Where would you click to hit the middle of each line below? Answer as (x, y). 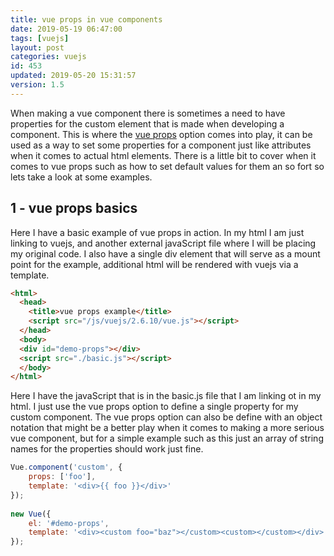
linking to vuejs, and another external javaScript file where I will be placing (163, 243)
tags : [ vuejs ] (40, 38)
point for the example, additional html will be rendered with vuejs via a (154, 264)
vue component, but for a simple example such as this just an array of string (167, 438)
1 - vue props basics (74, 208)
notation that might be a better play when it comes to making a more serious (167, 428)
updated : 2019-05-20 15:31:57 (73, 76)
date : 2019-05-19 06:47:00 (66, 29)
